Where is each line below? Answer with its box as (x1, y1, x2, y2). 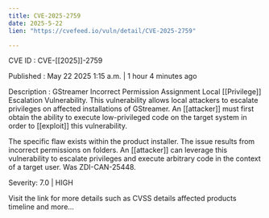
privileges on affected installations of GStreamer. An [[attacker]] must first (8, 104, 255, 113)
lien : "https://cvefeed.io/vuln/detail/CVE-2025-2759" (8, 27, 197, 35)
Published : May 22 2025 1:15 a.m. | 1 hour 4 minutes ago (8, 72, 197, 81)
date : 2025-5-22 (8, 19, 63, 27)
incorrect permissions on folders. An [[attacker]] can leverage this (8, 146, 228, 155)
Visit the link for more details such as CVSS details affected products (8, 194, 237, 204)
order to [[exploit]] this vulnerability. (8, 121, 127, 131)
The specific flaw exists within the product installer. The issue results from (8, 137, 255, 146)
